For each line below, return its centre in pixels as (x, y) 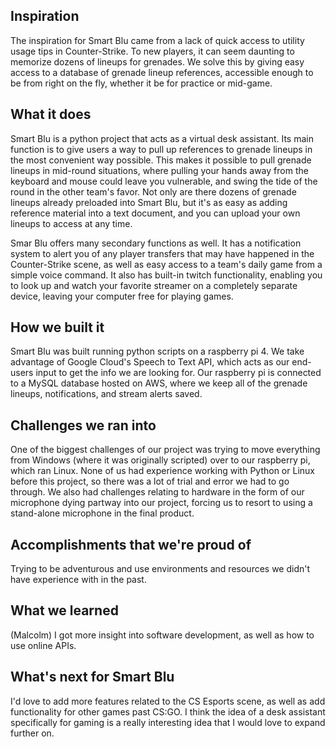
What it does (51, 114)
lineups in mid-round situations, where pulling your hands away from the (159, 170)
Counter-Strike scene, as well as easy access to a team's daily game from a (166, 264)
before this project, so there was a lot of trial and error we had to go (150, 481)
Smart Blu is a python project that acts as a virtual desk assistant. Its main (162, 138)
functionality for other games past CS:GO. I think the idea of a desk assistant (168, 711)
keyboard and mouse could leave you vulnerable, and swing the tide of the (164, 181)
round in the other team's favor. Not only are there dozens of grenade (153, 191)
